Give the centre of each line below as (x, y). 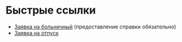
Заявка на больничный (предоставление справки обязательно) (95, 27)
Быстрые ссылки (51, 10)
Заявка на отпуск (36, 33)
